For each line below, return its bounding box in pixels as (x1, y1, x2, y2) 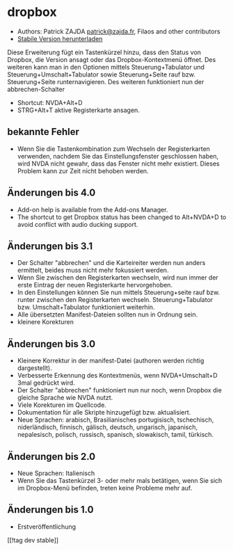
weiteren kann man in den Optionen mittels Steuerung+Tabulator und (7, 63, 205, 71)
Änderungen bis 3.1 (7, 240, 93, 252)
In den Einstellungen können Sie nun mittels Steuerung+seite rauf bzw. (17, 288, 220, 296)
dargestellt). (17, 364, 52, 372)
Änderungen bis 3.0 (7, 338, 96, 350)
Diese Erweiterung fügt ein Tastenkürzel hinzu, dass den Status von (7, 48, 202, 56)
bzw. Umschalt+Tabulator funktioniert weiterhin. (17, 303, 155, 312)
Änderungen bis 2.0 (7, 450, 96, 463)
